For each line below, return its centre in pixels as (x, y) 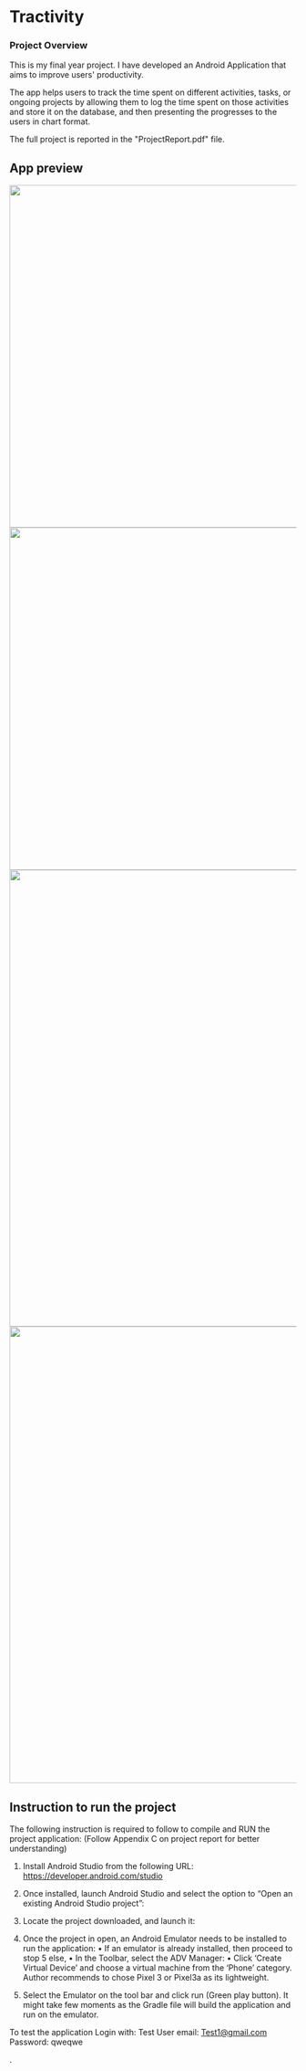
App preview (46, 168)
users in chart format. (50, 121)
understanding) (38, 1849)
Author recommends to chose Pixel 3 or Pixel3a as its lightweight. (146, 1978)
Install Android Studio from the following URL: (108, 1866)
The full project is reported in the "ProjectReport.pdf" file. (117, 140)
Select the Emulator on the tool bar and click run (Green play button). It (155, 1995)
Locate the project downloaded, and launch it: (109, 1921)
